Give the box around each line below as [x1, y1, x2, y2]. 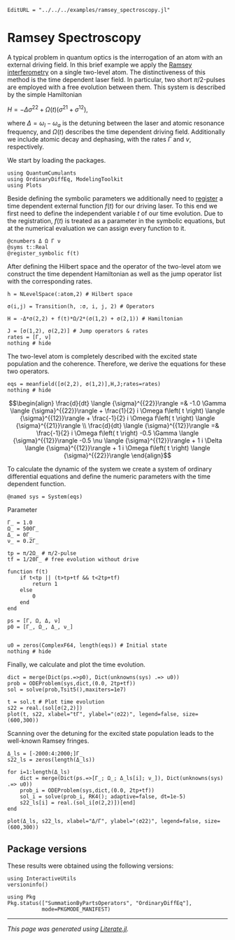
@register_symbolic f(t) [7, 250, 80, 257]
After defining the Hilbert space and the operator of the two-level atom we [7, 262, 222, 271]
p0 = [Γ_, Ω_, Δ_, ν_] [7, 624, 73, 631]
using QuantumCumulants [7, 170, 77, 177]
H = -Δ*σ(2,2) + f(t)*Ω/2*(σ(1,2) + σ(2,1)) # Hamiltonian [7, 316, 183, 323]
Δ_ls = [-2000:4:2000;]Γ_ [7, 751, 83, 758]
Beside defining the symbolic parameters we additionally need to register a [7, 194, 224, 203]
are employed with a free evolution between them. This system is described [7, 83, 226, 91]
